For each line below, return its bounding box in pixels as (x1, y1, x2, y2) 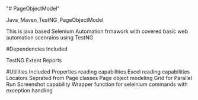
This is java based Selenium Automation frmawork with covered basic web (6, 28, 189, 35)
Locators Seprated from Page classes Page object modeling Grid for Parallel (6, 75, 193, 81)
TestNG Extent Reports (6, 57, 62, 64)
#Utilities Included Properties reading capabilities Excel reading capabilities (6, 68, 190, 75)
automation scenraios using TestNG (6, 34, 94, 41)
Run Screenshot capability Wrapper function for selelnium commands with (6, 81, 188, 88)
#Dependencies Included (6, 45, 68, 52)
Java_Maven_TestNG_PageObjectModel (6, 16, 104, 23)
